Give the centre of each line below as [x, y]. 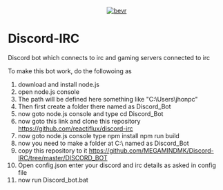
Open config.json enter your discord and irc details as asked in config [117, 165]
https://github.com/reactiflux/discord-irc [75, 129]
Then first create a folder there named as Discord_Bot [94, 106]
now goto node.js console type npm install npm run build [99, 135]
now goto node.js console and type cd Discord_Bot [90, 113]
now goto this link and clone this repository [79, 121]
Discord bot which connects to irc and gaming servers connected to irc [109, 57]
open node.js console [49, 92]
